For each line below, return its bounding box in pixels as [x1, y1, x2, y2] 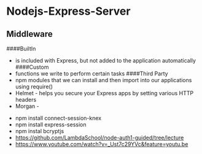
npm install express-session [15, 121, 87, 128]
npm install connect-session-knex [15, 115, 102, 121]
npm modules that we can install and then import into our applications [15, 77, 192, 83]
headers [15, 96, 37, 103]
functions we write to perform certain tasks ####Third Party [15, 70, 168, 77]
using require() [15, 83, 53, 90]
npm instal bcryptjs [15, 128, 64, 134]
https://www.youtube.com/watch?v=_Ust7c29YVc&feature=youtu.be [15, 141, 188, 148]
